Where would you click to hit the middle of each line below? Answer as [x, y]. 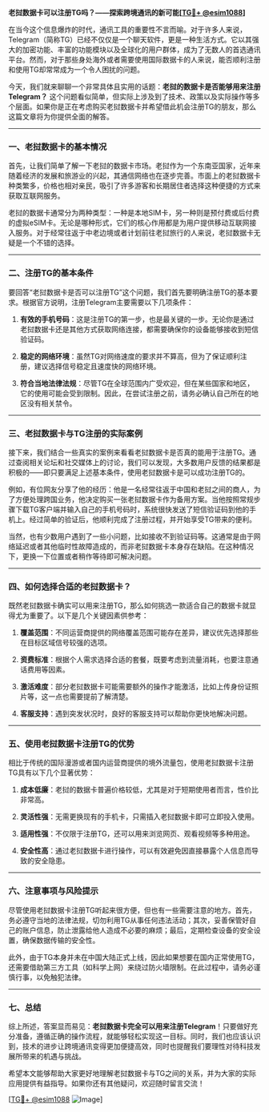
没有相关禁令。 [52, 403]
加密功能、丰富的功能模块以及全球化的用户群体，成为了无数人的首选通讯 [141, 50]
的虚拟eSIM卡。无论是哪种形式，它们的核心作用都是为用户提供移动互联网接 [132, 223]
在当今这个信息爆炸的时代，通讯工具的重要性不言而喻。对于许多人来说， [127, 30]
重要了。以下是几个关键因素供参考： [89, 616]
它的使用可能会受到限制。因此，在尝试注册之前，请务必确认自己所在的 [136, 393]
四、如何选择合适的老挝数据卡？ [70, 586]
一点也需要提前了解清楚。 [90, 697]
